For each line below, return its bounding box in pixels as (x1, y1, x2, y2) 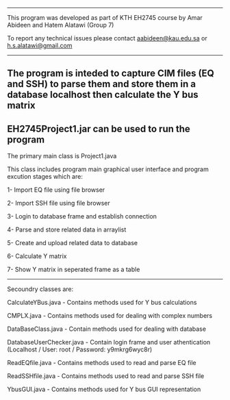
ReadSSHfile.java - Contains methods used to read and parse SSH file (7, 372, 205, 380)
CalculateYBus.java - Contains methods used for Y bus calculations (7, 299, 197, 307)
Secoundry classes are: (7, 285, 74, 293)
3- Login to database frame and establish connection (7, 212, 157, 221)
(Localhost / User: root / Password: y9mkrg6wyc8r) (7, 345, 153, 353)
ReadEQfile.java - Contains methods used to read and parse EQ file (7, 359, 196, 367)
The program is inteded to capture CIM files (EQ (7, 68, 214, 79)
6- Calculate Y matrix (7, 252, 67, 260)
